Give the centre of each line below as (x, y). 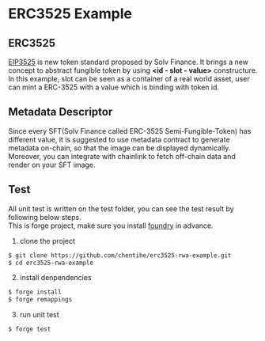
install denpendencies (56, 278)
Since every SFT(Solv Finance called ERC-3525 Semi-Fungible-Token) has (130, 131)
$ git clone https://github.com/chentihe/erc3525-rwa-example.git (120, 255)
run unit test (39, 315)
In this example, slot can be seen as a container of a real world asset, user (129, 79)
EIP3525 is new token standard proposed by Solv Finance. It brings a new (129, 62)
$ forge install (35, 292)
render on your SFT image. (52, 165)
